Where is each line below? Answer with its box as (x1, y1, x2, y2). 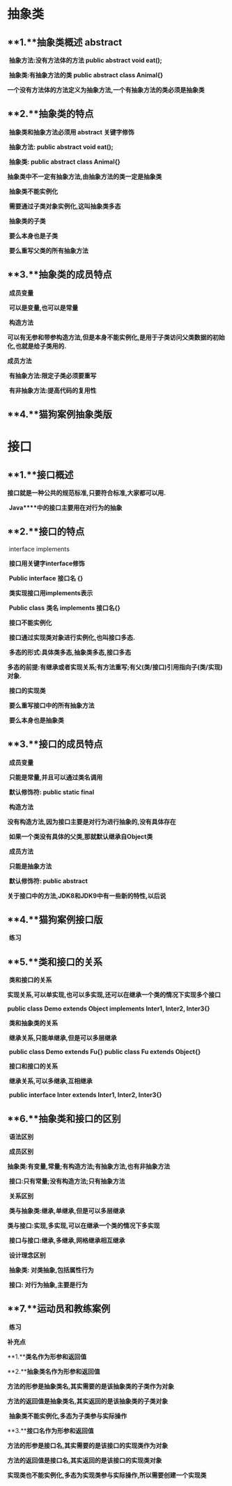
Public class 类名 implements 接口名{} (8, 604, 121, 612)
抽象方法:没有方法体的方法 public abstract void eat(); (8, 56, 162, 64)
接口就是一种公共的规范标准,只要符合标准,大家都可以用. (7, 489, 167, 497)
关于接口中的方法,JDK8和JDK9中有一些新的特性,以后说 (7, 891, 167, 900)
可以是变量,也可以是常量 (8, 303, 79, 312)
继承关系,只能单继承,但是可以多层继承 (8, 1034, 117, 1042)
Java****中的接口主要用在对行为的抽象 (8, 503, 123, 512)
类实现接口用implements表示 (8, 588, 93, 597)
